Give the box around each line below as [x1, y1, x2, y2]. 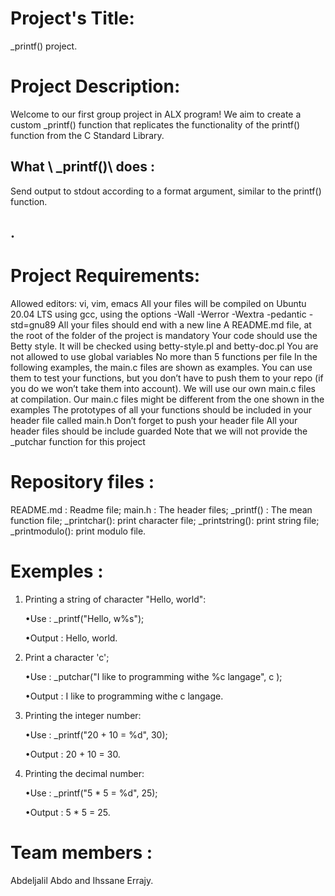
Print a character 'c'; [24, 651, 110, 663]
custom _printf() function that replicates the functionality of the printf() [10, 118, 301, 131]
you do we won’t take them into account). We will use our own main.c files [10, 383, 316, 395]
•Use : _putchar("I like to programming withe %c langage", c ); [24, 670, 283, 682]
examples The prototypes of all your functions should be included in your [10, 404, 312, 416]
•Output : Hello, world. [24, 632, 118, 644]
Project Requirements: [10, 265, 201, 287]
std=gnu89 [10, 319, 57, 331]
